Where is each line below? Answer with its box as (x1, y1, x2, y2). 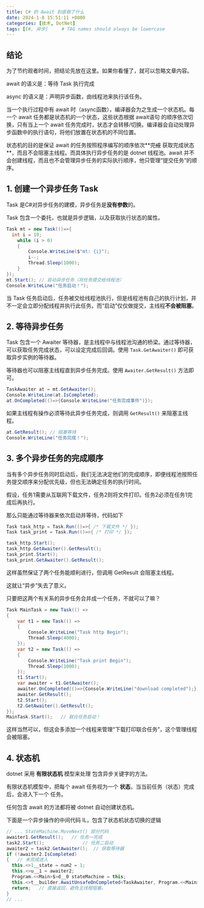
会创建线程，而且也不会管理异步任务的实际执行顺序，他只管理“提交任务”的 (6, 157, 192, 164)
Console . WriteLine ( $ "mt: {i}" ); (28, 248, 110, 255)
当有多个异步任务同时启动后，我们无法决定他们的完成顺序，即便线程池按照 (6, 470, 192, 477)
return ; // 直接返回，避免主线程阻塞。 (12, 885, 106, 891)
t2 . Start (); (17, 697, 47, 703)
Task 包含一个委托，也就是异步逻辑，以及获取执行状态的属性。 (6, 214, 163, 221)
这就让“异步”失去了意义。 (6, 581, 70, 589)
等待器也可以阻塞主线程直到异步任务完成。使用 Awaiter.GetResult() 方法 (6, 367, 189, 374)
